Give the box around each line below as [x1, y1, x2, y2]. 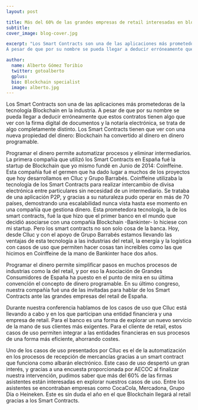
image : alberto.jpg [11, 84, 60, 90]
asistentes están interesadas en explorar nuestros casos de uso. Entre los [6, 378, 185, 385]
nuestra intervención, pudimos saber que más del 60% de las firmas [6, 372, 173, 379]
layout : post [6, 8, 38, 15]
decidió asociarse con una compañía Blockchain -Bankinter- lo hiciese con [6, 219, 187, 226]
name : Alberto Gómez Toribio [11, 63, 83, 68]
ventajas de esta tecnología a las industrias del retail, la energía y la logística [6, 237, 192, 245]
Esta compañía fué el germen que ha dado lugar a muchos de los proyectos [6, 169, 190, 176]
